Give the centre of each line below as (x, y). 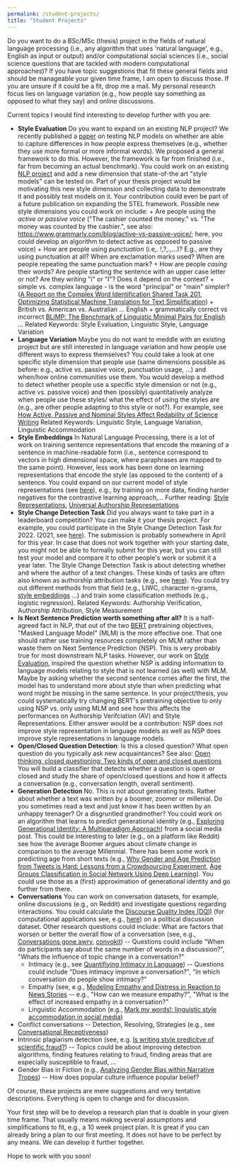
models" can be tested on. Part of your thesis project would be (109, 181)
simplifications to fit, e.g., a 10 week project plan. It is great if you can (108, 1127)
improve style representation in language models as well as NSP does (119, 731)
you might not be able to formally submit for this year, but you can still (119, 550)
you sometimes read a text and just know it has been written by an (114, 806)
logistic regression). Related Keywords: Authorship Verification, (110, 602)
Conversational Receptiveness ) (63, 1032)
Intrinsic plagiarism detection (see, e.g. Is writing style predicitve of (116, 1039)
